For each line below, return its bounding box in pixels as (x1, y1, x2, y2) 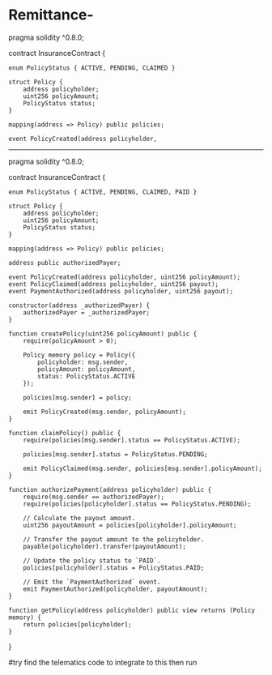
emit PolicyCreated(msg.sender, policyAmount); (23, 408, 186, 416)
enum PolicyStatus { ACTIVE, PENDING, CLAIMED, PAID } (8, 188, 198, 196)
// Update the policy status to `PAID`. (23, 557, 161, 565)
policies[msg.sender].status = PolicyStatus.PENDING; (23, 450, 208, 459)
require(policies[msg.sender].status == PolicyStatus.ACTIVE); (23, 436, 241, 444)
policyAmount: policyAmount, (37, 365, 136, 374)
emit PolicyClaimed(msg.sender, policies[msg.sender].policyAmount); (23, 464, 263, 472)
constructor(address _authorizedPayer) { (8, 301, 151, 310)
